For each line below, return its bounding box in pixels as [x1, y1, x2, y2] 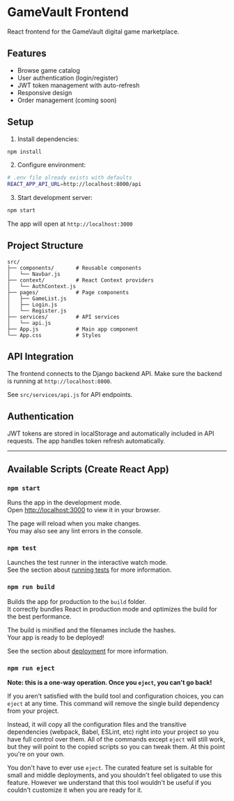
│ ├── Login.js [7, 301, 58, 308]
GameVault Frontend [7, 4, 129, 20]
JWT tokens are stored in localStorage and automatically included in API [7, 429, 214, 438]
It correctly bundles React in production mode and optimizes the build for [7, 605, 217, 613]
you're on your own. [7, 750, 65, 758]
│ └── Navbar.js [7, 270, 61, 277]
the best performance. [7, 612, 72, 621]
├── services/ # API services [7, 313, 120, 320]
